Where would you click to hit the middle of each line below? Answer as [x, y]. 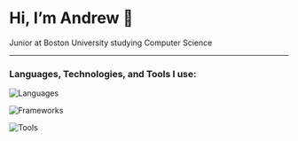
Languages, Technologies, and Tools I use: [103, 74]
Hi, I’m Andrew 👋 [71, 18]
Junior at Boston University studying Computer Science [111, 43]
